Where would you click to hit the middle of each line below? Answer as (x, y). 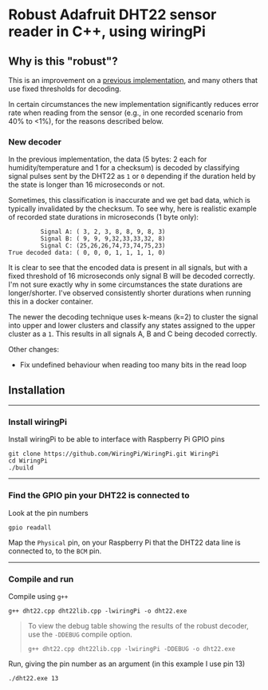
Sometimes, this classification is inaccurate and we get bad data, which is (130, 200)
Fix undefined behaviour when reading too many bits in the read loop (133, 365)
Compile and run (41, 579)
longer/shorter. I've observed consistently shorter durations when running (130, 293)
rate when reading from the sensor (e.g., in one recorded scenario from (126, 113)
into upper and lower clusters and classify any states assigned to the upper (132, 326)
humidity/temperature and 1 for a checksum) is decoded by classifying (124, 168)
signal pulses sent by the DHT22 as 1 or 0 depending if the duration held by (132, 176)
